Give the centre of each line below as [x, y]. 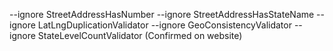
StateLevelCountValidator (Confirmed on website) [140, 35]
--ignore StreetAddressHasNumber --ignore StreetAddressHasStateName [162, 14]
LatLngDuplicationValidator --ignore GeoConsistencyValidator [164, 25]
